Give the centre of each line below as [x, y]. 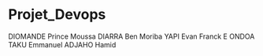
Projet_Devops [57, 15]
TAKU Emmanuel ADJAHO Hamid [62, 44]
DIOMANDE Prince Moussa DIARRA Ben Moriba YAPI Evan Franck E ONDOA [131, 36]
